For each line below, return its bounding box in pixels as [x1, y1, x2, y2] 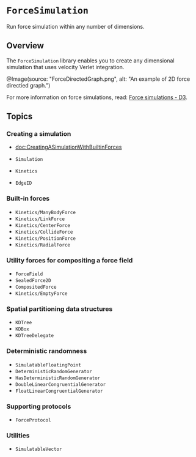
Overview [6, 40, 45, 51]
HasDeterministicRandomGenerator [15, 375, 101, 381]
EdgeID [15, 180, 32, 187]
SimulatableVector [15, 446, 62, 453]
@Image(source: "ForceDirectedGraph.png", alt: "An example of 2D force [6, 75, 191, 83]
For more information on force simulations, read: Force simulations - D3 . [6, 94, 187, 101]
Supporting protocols [6, 402, 71, 411]
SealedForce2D [15, 278, 51, 284]
